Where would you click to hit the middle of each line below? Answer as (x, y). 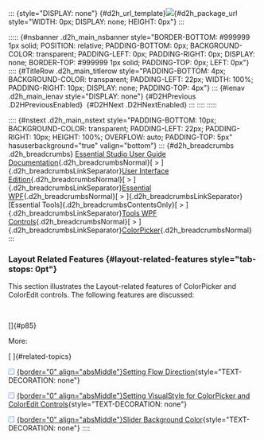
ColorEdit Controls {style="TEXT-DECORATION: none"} (98, 404)
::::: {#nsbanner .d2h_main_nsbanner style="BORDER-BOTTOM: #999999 (129, 37)
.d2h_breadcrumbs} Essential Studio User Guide (87, 154)
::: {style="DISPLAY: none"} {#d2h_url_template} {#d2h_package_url (123, 13)
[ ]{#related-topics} (40, 356)
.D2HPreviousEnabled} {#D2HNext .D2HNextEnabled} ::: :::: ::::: (113, 105)
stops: (21, 269)
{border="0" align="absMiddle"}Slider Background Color (110, 420)
